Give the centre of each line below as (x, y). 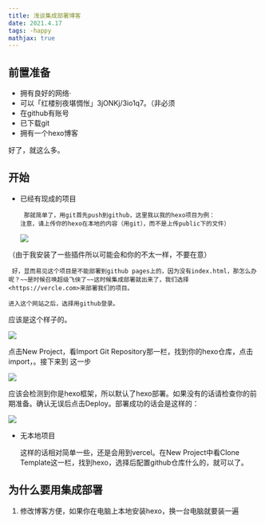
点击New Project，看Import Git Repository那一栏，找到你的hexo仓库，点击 (131, 351)
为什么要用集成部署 (55, 490)
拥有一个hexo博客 (49, 134)
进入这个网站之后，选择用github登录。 (64, 303)
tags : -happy (30, 30)
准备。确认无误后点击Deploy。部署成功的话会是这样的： (107, 403)
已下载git (35, 123)
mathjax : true (32, 38)
